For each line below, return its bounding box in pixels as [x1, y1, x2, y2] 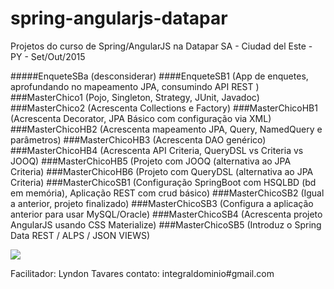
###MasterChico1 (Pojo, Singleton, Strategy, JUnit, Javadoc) [10, 91, 260, 103]
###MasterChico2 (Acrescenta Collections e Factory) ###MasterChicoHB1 [10, 102, 318, 114]
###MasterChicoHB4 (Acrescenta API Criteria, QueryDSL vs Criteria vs [10, 144, 304, 156]
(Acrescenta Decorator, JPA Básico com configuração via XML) [10, 112, 272, 124]
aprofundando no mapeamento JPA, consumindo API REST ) [10, 80, 260, 92]
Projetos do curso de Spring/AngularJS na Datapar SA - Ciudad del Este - [10, 40, 313, 52]
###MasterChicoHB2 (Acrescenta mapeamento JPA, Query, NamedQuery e [10, 123, 323, 135]
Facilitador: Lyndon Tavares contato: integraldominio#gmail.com [10, 267, 275, 279]
